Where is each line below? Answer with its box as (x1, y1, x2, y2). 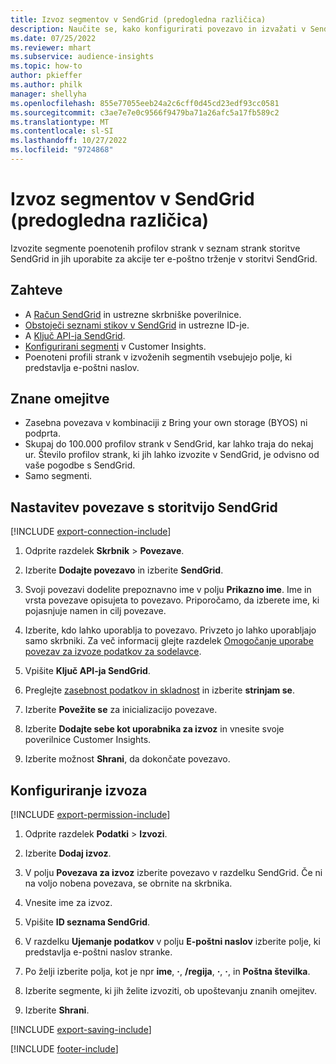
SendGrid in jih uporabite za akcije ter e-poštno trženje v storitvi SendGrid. (10, 252, 318, 265)
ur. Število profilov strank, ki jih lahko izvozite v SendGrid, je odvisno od (24, 449, 320, 461)
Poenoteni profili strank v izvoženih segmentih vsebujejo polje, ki (24, 351, 293, 363)
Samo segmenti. (24, 470, 93, 482)
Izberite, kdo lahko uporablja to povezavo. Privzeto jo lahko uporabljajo (24, 624, 317, 636)
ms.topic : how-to (10, 61, 83, 71)
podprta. (24, 427, 61, 440)
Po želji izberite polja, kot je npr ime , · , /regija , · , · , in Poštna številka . (24, 966, 311, 978)
